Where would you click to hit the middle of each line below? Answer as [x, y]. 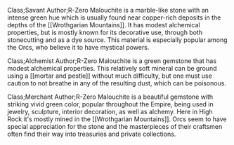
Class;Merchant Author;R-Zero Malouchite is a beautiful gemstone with [110, 97]
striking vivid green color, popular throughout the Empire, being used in [110, 104]
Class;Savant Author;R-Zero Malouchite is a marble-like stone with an [108, 10]
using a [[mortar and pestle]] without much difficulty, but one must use [110, 76]
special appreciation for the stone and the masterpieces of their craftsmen [115, 126]
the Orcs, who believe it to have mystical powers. [78, 47]
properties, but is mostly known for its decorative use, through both [105, 32]
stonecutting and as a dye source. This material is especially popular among [117, 40]
